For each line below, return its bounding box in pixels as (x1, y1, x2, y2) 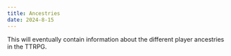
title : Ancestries (7, 10, 60, 17)
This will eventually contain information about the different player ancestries (7, 35, 224, 43)
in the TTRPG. (7, 42, 47, 51)
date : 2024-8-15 (7, 16, 54, 23)
